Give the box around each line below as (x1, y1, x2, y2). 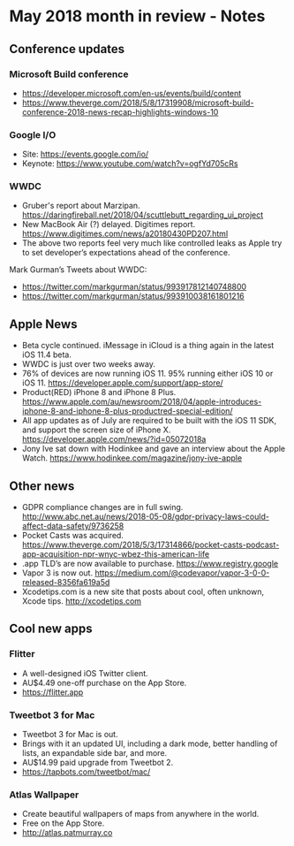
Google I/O (9, 128, 57, 141)
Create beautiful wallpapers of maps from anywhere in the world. (21, 809, 260, 819)
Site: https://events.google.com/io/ (21, 149, 149, 160)
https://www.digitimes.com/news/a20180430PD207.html (21, 228, 229, 240)
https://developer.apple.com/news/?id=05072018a (21, 434, 207, 445)
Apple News (9, 316, 78, 332)
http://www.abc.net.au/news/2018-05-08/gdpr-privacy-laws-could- (21, 511, 269, 522)
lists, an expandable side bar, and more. (21, 748, 168, 758)
